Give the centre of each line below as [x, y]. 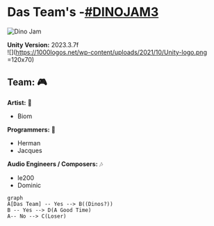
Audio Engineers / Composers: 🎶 [55, 163]
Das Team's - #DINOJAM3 [83, 12]
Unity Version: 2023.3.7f [43, 45]
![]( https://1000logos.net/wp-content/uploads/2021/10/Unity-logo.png [107, 52]
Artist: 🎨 [20, 102]
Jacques [30, 150]
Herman [29, 143]
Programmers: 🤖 [31, 129]
